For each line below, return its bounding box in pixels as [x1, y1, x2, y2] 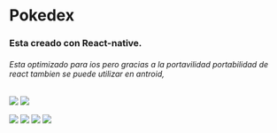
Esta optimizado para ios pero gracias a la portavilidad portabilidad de [9, 59, 269, 69]
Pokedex [9, 5, 75, 26]
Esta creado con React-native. [9, 37, 142, 50]
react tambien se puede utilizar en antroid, [9, 68, 165, 79]
